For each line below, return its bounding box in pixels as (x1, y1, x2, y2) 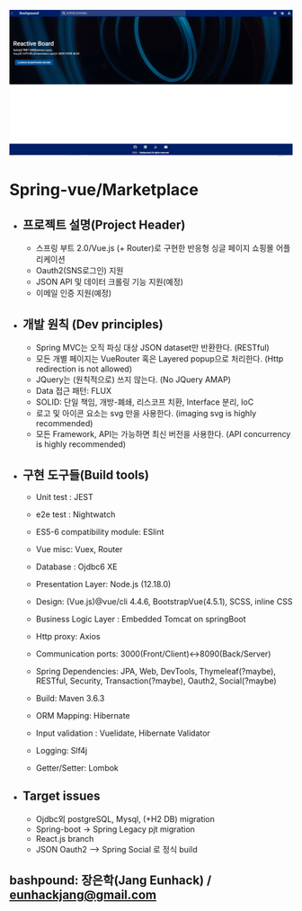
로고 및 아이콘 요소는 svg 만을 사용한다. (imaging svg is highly (35, 408, 257, 419)
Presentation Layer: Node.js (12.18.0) (35, 578, 172, 589)
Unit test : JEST (35, 491, 94, 502)
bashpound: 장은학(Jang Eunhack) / (9, 873, 212, 889)
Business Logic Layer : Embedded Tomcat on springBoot (35, 613, 246, 624)
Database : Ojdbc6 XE (35, 561, 118, 572)
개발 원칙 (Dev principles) (22, 317, 164, 332)
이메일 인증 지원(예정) (35, 288, 112, 299)
